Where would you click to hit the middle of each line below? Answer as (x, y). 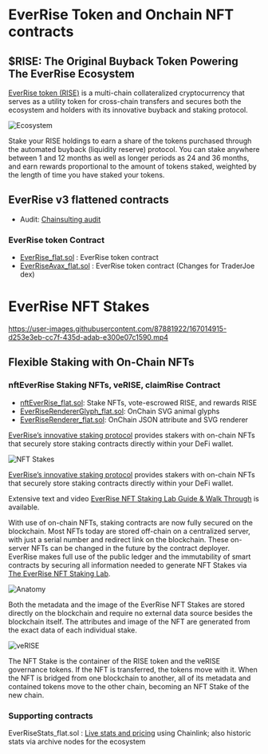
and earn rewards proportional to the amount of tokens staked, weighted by (132, 166)
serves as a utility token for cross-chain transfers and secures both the (125, 101)
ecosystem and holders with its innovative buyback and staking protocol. (128, 110)
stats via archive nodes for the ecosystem (77, 742)
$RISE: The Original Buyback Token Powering (124, 61)
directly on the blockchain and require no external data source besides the (130, 612)
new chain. (26, 695)
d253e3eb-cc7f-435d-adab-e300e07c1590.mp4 (89, 337)
